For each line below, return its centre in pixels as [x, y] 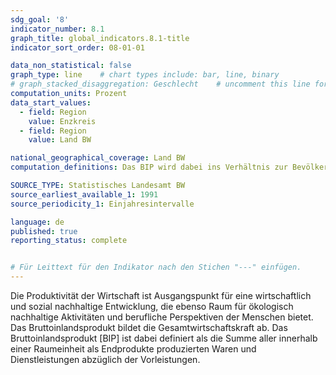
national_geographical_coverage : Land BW [98, 158]
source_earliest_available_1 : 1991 [84, 194]
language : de [37, 222]
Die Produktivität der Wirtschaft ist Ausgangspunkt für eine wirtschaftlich [161, 295]
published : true [44, 231]
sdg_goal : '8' [40, 19]
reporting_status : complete [69, 241]
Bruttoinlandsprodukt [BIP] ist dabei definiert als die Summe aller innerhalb [164, 338]
